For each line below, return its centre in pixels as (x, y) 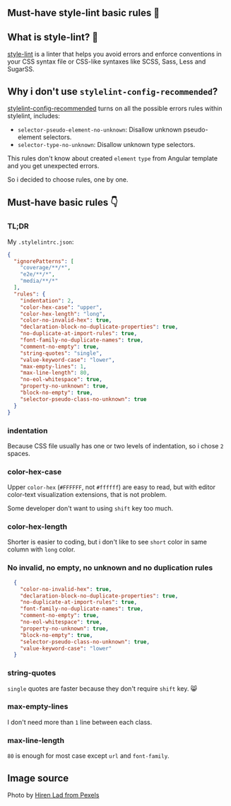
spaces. (19, 453)
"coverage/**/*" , (46, 268)
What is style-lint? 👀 (53, 37)
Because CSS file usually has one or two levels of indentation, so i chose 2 (115, 445)
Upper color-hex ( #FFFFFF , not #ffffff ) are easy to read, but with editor (111, 487)
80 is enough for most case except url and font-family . (88, 756)
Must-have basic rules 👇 (63, 203)
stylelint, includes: (34, 116)
